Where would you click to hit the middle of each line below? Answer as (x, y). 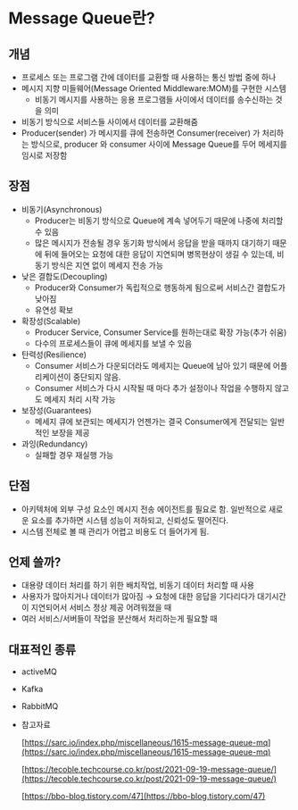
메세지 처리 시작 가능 (80, 399)
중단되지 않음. (97, 377)
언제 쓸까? (35, 562)
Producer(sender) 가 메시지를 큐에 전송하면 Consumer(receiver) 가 (141, 133)
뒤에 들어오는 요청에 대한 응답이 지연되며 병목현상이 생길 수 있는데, (160, 254)
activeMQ (39, 672)
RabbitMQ (40, 706)
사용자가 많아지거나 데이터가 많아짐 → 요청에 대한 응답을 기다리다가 (138, 597)
